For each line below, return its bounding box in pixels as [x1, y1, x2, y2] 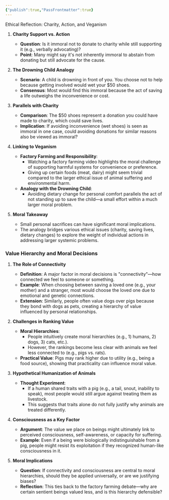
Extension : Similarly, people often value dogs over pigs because [20, 297, 154, 304]
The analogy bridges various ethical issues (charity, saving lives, [20, 226, 155, 232]
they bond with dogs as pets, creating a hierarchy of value [20, 303, 141, 309]
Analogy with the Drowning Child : [20, 185, 92, 191]
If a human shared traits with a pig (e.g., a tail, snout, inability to [27, 385, 160, 391]
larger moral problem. [27, 202, 73, 208]
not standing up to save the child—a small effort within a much [27, 196, 158, 202]
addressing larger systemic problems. [20, 237, 99, 243]
